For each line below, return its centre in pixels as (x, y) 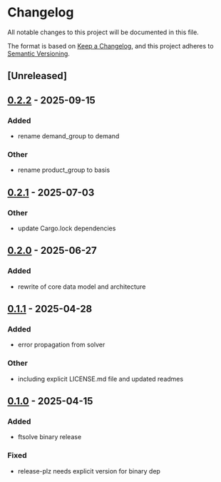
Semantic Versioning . (38, 53)
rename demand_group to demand (68, 136)
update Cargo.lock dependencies (67, 228)
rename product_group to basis (64, 170)
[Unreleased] (37, 76)
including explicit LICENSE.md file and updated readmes (101, 379)
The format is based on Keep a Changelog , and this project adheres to (110, 46)
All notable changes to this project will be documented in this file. (103, 32)
